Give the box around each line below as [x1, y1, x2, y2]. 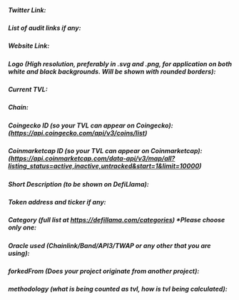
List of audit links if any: [8, 24, 81, 32]
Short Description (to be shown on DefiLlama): [8, 180, 149, 188]
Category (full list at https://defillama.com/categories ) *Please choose [8, 216, 225, 224]
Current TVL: [8, 86, 49, 94]
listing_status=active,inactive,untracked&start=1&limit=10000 [8, 162, 200, 170]
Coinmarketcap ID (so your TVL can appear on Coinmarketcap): [8, 147, 203, 155]
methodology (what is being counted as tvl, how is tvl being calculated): [8, 285, 228, 294]
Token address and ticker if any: [8, 197, 106, 206]
